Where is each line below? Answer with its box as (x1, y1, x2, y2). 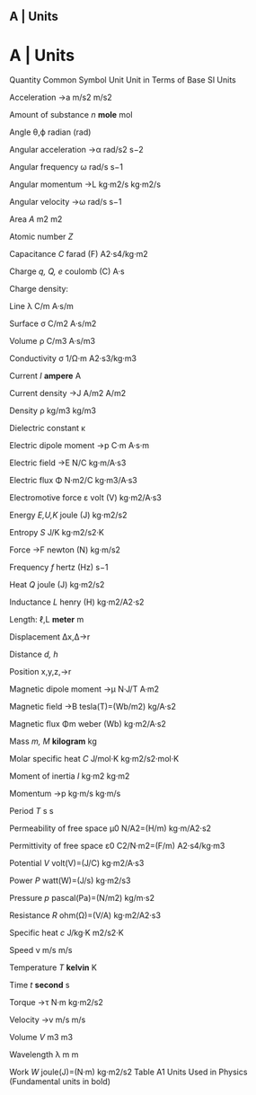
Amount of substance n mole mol (9, 110, 133, 120)
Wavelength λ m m (9, 1049, 79, 1060)
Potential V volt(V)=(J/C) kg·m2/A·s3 (9, 858, 145, 869)
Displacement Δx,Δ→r (9, 631, 91, 642)
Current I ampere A (9, 370, 82, 382)
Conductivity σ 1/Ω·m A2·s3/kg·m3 (9, 353, 137, 364)
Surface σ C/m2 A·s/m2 (9, 318, 97, 329)
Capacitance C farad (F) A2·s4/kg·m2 (9, 249, 148, 260)
